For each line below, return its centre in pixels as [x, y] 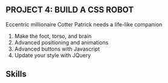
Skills [16, 74]
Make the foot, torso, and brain [53, 36]
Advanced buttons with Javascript [57, 49]
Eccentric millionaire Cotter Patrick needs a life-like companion [84, 24]
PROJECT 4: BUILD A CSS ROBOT [70, 10]
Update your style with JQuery [53, 55]
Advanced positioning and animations [61, 42]
